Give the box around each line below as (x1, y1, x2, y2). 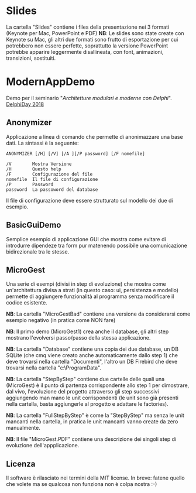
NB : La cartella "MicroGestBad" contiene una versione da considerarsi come (6, 310, 191, 317)
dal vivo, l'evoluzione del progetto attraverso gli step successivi (6, 388, 159, 395)
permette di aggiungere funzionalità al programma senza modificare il (6, 293, 174, 300)
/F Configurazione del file (6, 171, 93, 177)
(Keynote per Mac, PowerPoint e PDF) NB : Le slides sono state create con (6, 29, 184, 36)
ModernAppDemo (6, 75, 95, 88)
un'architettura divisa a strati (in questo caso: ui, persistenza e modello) (6, 287, 179, 294)
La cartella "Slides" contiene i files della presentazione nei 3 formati (6, 23, 170, 30)
